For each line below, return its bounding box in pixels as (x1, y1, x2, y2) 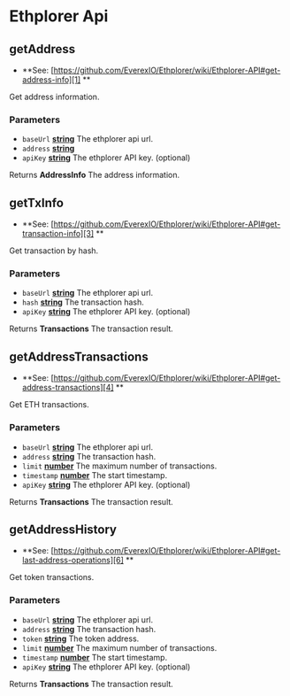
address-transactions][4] (21, 383, 114, 393)
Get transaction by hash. (9, 245, 99, 256)
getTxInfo (9, 195, 65, 210)
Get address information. (9, 91, 100, 102)
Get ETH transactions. (9, 399, 90, 410)
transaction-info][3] (21, 228, 95, 239)
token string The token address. (21, 633, 140, 644)
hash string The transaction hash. (21, 297, 144, 307)
